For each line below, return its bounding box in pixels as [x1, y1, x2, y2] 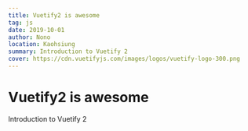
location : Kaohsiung [8, 41, 76, 48]
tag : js [8, 19, 34, 27]
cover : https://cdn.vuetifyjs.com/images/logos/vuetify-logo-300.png [8, 55, 241, 63]
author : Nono [8, 33, 51, 41]
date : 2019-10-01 [8, 26, 65, 34]
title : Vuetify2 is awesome [8, 11, 100, 19]
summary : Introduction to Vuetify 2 [8, 48, 128, 55]
